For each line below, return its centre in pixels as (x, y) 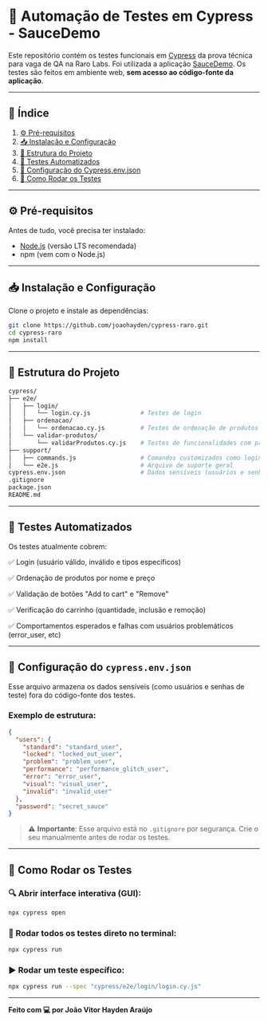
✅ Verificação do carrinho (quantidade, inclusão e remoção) (107, 610)
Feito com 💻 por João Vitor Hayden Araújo (81, 1010)
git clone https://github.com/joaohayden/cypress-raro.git (108, 326)
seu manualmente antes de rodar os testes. (99, 838)
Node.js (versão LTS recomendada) (78, 246)
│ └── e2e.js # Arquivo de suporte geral (121, 465)
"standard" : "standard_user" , (73, 747)
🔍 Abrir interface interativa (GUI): (75, 893)
